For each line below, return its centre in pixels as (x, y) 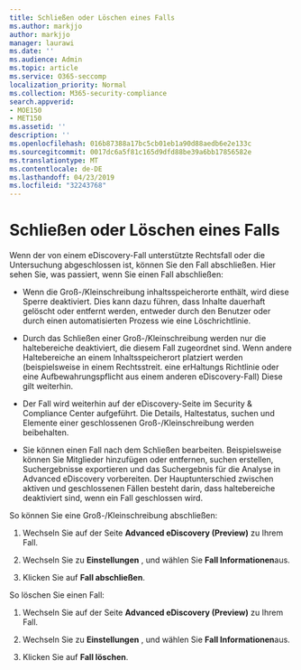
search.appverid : (42, 102)
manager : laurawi (42, 43)
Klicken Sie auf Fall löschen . (75, 657)
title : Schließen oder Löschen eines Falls (92, 18)
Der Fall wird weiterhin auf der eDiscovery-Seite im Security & (137, 404)
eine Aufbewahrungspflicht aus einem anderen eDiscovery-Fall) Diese (152, 377)
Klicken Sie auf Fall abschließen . (84, 578)
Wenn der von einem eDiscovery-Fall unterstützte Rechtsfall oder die (137, 256)
